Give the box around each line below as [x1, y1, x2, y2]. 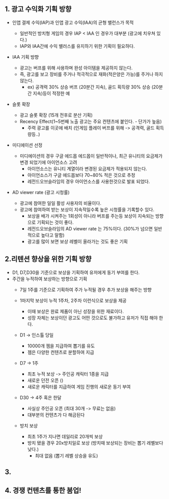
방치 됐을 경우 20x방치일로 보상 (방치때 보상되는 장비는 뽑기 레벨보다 [27, 440, 163, 446]
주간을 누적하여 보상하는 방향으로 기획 [12, 275, 88, 282]
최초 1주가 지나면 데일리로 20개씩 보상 [27, 433, 103, 439]
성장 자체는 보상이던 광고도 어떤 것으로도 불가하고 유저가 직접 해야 [27, 315, 158, 321]
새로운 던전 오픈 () [27, 377, 64, 383]
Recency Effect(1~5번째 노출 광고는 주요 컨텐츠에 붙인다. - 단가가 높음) [19, 118, 162, 124]
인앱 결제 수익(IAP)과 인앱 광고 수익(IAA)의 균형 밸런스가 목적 [12, 19, 134, 26]
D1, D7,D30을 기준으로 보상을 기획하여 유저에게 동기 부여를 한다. [12, 269, 140, 275]
